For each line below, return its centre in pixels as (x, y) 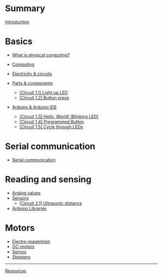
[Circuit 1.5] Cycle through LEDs (51, 127)
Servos (19, 252)
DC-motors (23, 246)
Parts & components (32, 83)
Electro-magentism (31, 241)
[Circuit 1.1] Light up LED (43, 92)
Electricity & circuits (32, 74)
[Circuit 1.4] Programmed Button (51, 121)
